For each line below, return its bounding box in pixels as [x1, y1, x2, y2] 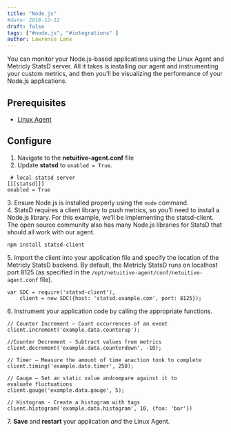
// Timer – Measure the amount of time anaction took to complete [7, 357, 202, 364]
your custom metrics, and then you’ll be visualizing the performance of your [7, 70, 223, 78]
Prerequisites [7, 97, 66, 109]
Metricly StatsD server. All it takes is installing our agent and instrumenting [7, 62, 219, 71]
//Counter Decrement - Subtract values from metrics [7, 338, 162, 346]
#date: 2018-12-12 [7, 17, 60, 24]
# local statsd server [10, 174, 76, 181]
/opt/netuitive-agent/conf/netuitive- [91, 269, 203, 276]
